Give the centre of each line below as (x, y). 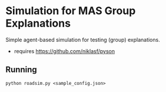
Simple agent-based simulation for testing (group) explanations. (83, 40)
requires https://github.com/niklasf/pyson (64, 51)
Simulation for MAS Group (71, 11)
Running (21, 70)
